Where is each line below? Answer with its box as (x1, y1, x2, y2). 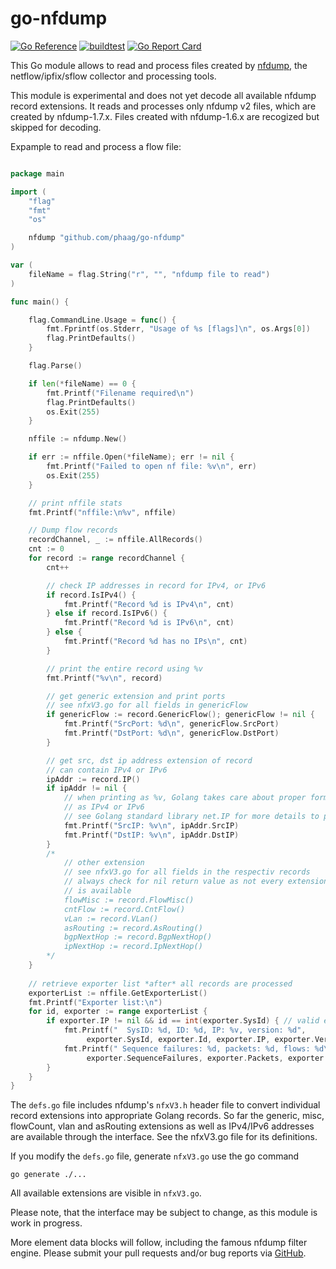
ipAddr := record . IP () (46, 774, 141, 784)
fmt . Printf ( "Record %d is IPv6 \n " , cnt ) (63, 618, 235, 628)
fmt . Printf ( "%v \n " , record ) (46, 673, 163, 683)
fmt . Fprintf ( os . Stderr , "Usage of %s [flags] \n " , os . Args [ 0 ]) (46, 324, 311, 334)
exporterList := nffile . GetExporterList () (28, 988, 208, 998)
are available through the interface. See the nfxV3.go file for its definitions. (10, 1131, 318, 1143)
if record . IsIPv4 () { (46, 590, 137, 600)
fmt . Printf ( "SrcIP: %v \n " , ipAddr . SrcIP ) (63, 820, 240, 831)
